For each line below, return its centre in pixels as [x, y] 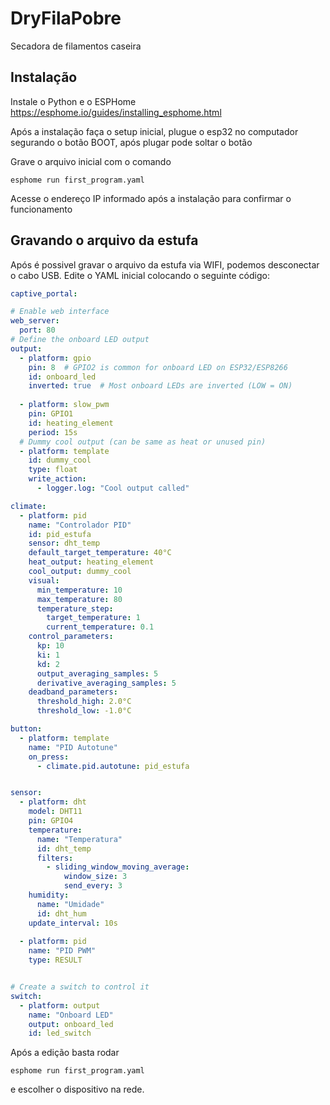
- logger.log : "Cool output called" [113, 488]
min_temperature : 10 [79, 590]
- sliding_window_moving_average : [118, 867]
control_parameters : [71, 637]
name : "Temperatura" [79, 839]
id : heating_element [71, 423]
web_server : [35, 321]
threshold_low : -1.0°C [84, 711]
